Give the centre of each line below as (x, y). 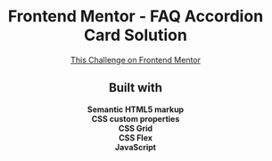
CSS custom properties (136, 118)
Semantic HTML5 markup (136, 109)
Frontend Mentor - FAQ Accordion (136, 16)
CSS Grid (136, 128)
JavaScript (136, 147)
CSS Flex (136, 137)
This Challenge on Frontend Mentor (136, 60)
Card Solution (136, 35)
